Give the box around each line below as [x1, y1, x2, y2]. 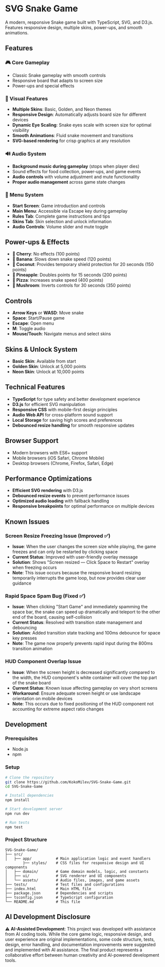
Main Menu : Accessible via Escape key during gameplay [12, 208, 128, 214]
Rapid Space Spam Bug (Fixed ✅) [5, 593, 86, 599]
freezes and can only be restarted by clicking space [12, 549, 118, 555]
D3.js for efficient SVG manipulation [12, 401, 86, 407]
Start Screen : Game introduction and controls [12, 203, 105, 209]
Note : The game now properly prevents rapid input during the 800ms [12, 640, 153, 646]
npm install [5, 798, 30, 803]
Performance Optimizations [5, 474, 92, 483]
